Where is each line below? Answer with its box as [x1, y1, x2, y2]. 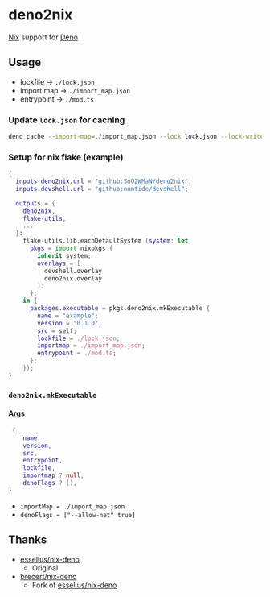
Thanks [8, 533, 47, 547]
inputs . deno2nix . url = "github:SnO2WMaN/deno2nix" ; [15, 177, 193, 186]
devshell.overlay [43, 267, 103, 275]
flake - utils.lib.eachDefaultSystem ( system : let [22, 237, 189, 245]
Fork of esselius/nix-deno [31, 580, 117, 590]
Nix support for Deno [8, 32, 79, 42]
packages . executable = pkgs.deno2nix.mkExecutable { [29, 305, 211, 313]
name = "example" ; [37, 312, 99, 320]
